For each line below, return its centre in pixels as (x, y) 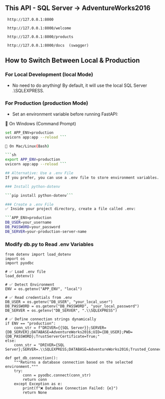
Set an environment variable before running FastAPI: (65, 114)
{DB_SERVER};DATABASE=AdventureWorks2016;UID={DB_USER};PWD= (69, 332)
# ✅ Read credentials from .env (39, 298)
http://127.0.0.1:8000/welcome (39, 28)
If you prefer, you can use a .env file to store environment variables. (82, 178)
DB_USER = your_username (28, 222)
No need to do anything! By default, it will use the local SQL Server (80, 85)
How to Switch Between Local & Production (72, 60)
